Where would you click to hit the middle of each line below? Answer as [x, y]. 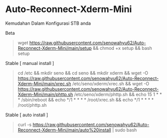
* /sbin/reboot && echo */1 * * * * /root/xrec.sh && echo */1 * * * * [86, 100]
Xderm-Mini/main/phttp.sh [45, 94]
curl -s [25, 124]
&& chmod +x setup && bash [122, 48]
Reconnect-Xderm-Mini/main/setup [55, 48]
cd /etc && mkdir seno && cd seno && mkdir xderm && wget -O [83, 73]
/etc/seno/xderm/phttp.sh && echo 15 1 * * [118, 94]
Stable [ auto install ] [27, 115]
